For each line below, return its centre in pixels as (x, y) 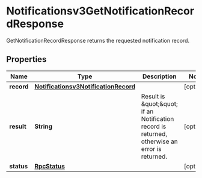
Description (159, 76)
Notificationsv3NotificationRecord (85, 87)
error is (151, 149)
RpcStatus (50, 166)
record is (154, 126)
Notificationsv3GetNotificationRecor (100, 11)
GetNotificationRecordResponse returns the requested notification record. (98, 40)
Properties (26, 59)
